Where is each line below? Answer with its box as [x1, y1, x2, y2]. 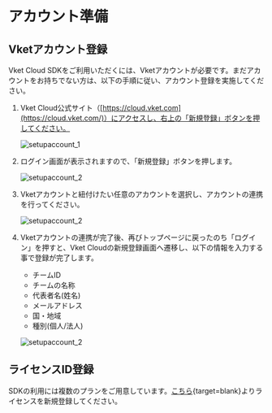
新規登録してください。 [43, 396, 122, 406]
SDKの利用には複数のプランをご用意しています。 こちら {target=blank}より [8, 385, 256, 395]
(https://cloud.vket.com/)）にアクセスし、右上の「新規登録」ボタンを [19, 113, 253, 123]
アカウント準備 [8, 7, 109, 26]
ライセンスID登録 [8, 363, 94, 376]
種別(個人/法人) [32, 321, 84, 330]
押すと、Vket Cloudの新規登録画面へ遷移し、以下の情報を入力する [41, 243, 264, 252]
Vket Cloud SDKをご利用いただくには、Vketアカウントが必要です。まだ [8, 66, 248, 75]
